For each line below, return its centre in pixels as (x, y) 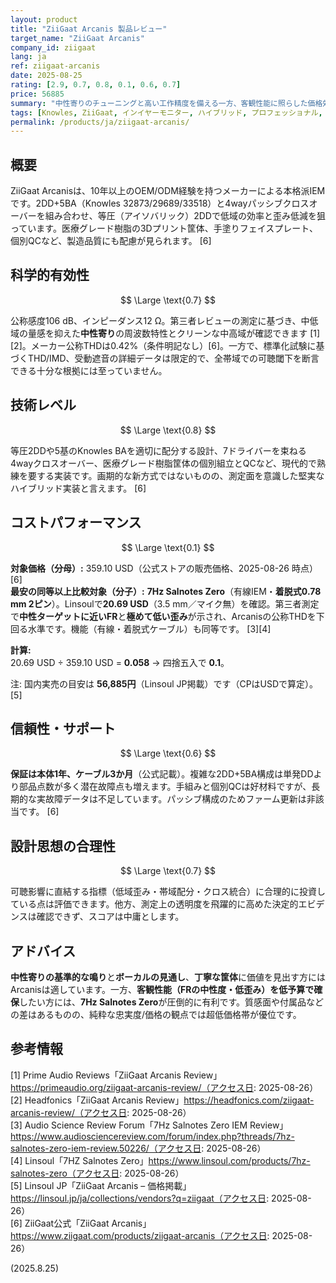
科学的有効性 (50, 275)
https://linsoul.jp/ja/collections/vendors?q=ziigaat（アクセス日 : (140, 1198)
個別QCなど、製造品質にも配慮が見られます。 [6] (111, 241)
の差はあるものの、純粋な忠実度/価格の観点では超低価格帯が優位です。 (156, 1014)
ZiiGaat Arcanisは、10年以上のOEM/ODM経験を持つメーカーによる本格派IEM (168, 191)
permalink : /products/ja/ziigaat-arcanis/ (100, 122)
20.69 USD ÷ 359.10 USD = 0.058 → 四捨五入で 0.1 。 (120, 662)
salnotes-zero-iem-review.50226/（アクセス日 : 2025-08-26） (138, 1148)
